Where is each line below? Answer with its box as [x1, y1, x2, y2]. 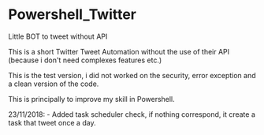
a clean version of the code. [8, 79, 99, 88]
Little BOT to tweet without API [8, 32, 108, 41]
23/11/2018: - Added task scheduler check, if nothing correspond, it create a [8, 109, 256, 119]
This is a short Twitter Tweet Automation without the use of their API [8, 47, 230, 56]
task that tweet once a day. [8, 118, 96, 127]
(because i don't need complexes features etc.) [8, 55, 162, 65]
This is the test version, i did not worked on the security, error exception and [8, 70, 256, 80]
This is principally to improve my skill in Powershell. [8, 94, 175, 103]
